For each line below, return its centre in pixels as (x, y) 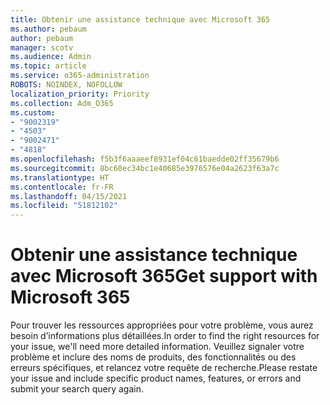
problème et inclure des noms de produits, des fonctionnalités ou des (153, 357)
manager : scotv (42, 47)
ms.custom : (33, 112)
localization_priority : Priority (80, 94)
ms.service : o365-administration (80, 76)
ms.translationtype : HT (60, 177)
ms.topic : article (48, 66)
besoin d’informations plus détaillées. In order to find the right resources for (165, 336)
